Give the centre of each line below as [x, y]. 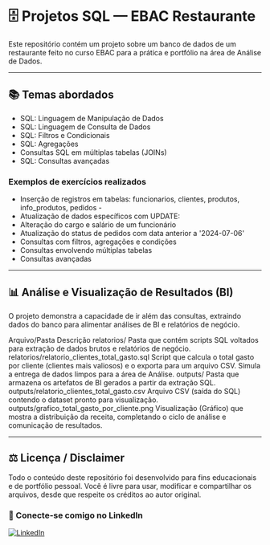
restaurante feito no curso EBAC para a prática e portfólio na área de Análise [135, 52]
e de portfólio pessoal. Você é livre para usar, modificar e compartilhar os [130, 486]
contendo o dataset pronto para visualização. [84, 400]
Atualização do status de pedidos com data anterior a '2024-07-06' [132, 234]
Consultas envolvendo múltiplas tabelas [86, 250]
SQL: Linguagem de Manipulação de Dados [92, 118]
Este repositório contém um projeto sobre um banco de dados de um [123, 44]
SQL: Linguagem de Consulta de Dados [85, 127]
